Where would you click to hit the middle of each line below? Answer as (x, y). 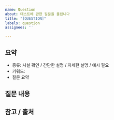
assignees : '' (19, 28)
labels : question (22, 23)
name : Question (20, 9)
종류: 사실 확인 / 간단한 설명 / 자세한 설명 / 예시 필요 (60, 65)
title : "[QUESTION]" (26, 18)
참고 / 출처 (20, 112)
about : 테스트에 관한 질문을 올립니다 (37, 14)
